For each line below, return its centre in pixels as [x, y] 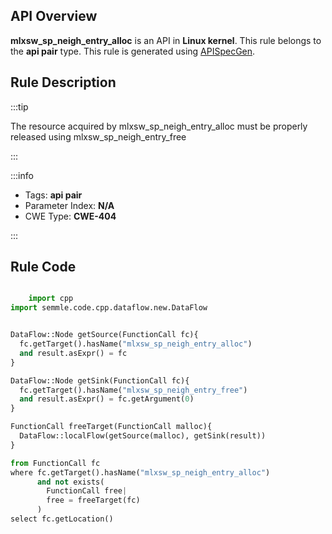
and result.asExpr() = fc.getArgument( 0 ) [107, 399]
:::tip [19, 106]
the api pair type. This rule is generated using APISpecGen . [133, 51]
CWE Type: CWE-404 [70, 216]
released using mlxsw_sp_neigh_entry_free [98, 136]
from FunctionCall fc [55, 463]
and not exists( [70, 482]
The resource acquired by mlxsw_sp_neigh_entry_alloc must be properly [159, 126]
